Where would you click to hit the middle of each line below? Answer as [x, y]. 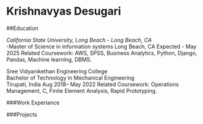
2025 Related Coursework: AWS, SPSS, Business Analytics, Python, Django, [102, 53]
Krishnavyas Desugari [64, 11]
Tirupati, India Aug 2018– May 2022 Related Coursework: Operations [93, 84]
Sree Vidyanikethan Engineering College [57, 71]
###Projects [22, 114]
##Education [22, 28]
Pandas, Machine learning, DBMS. [49, 59]
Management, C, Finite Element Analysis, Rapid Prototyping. [82, 90]
